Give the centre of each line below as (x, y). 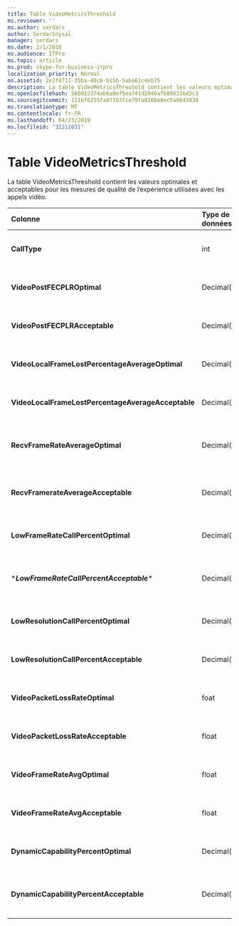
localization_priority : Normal (54, 74)
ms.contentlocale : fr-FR (44, 114)
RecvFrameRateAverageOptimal (66, 446)
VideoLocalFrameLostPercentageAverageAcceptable (103, 403)
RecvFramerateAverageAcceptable (71, 493)
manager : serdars (33, 41)
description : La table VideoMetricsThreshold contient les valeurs (110, 87)
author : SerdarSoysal (39, 34)
